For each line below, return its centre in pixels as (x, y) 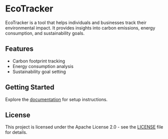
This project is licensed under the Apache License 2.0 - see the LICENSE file (84, 127)
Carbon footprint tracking (39, 61)
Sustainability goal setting (39, 71)
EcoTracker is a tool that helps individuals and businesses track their (76, 22)
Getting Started (30, 87)
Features (19, 49)
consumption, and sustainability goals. (45, 33)
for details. (16, 132)
